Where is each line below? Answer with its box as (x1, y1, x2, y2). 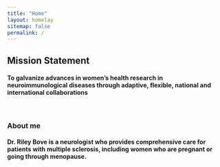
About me (7, 121, 41, 131)
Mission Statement (7, 54, 90, 66)
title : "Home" (7, 10, 48, 17)
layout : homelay (7, 16, 54, 23)
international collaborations (7, 89, 88, 97)
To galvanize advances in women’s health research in (7, 74, 164, 82)
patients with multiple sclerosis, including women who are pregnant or (7, 145, 213, 153)
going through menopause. (7, 153, 87, 161)
